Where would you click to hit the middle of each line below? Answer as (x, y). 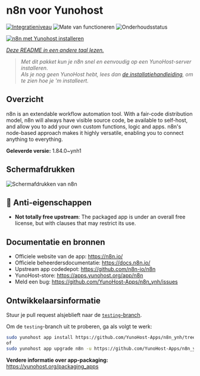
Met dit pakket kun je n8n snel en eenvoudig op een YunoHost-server (106, 61)
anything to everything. (35, 139)
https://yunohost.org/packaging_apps (52, 366)
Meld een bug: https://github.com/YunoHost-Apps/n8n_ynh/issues (96, 282)
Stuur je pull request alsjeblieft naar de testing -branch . (74, 315)
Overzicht (25, 99)
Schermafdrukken (40, 170)
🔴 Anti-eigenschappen (49, 203)
